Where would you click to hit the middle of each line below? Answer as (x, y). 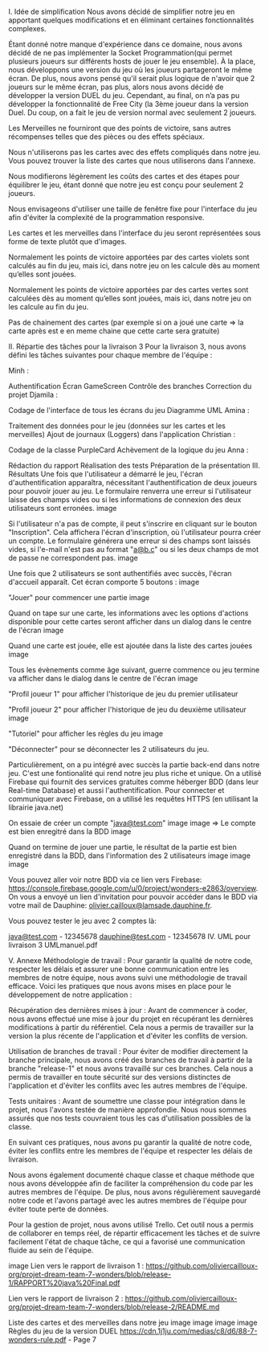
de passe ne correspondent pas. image (73, 558)
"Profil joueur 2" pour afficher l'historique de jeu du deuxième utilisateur (128, 709)
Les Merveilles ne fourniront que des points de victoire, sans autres (120, 128)
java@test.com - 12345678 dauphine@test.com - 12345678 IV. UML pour (130, 936)
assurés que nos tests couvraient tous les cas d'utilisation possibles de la (130, 1118)
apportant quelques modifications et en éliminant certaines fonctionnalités (131, 20)
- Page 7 (82, 1340)
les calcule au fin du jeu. (49, 307)
